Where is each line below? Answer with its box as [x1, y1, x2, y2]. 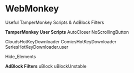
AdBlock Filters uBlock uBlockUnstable [5, 63, 86, 69]
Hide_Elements [5, 53, 36, 60]
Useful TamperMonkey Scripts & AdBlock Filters [5, 19, 104, 25]
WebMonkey [5, 3, 59, 14]
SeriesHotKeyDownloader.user [5, 44, 68, 50]
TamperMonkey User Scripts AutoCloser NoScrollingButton [5, 29, 129, 35]
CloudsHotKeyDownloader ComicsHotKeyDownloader [5, 38, 116, 45]
